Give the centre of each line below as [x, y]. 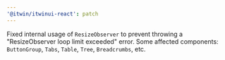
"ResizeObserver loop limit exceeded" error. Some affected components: [113, 41]
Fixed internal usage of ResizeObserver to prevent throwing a [95, 34]
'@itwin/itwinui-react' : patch [53, 14]
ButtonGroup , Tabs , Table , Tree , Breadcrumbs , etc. [76, 49]
